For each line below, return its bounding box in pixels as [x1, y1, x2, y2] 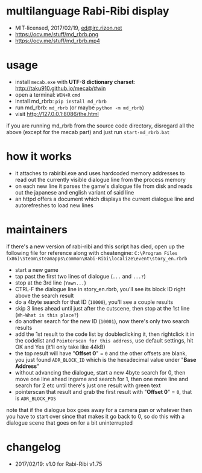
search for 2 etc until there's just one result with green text [14, 382, 161, 389]
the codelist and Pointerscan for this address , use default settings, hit [14, 336, 194, 344]
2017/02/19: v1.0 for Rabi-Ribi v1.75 [14, 460, 103, 468]
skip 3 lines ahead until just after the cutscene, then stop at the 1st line [14, 304, 190, 312]
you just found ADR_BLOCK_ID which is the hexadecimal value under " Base [14, 356, 197, 363]
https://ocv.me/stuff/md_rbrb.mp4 [14, 37, 101, 44]
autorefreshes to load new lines [14, 201, 93, 209]
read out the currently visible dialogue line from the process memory [14, 176, 186, 183]
